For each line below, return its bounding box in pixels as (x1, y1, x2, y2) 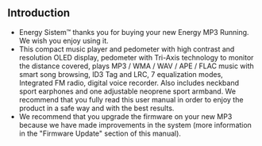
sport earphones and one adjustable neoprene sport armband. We (18, 86, 236, 96)
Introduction (7, 6, 71, 20)
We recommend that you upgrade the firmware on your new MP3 (18, 111, 233, 121)
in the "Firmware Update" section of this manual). (18, 129, 182, 138)
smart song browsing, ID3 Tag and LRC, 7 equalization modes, (18, 69, 223, 79)
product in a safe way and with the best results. (18, 103, 175, 113)
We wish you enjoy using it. (18, 36, 109, 45)
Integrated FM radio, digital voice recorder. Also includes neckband (18, 78, 240, 87)
